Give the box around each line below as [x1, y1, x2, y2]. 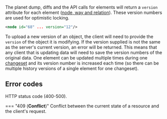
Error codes [5, 80, 43, 88]
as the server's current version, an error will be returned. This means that [5, 44, 157, 50]
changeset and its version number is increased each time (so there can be [5, 60, 159, 66]
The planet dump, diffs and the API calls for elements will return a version [5, 4, 158, 10]
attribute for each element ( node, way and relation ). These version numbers [5, 9, 162, 15]
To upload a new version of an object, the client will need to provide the [5, 33, 153, 39]
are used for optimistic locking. [5, 15, 69, 20]
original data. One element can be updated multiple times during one [5, 54, 147, 60]
